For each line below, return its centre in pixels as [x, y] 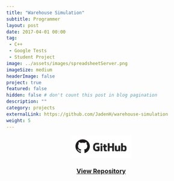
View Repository [101, 171]
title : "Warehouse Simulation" [45, 13]
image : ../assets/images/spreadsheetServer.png [67, 63]
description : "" [26, 102]
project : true [24, 82]
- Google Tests [28, 51]
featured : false [26, 89]
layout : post [23, 25]
